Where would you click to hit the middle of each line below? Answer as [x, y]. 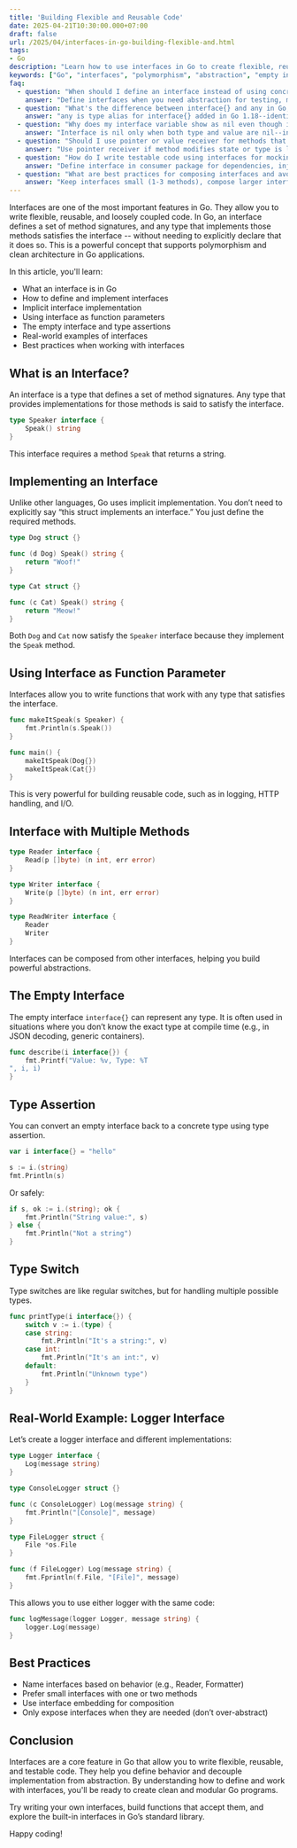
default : [41, 1366]
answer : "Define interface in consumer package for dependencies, [150, 166]
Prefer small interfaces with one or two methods [110, 1694]
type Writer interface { [55, 884]
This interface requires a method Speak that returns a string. [118, 454]
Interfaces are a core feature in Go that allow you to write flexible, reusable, [146, 1762]
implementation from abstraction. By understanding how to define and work [147, 1781]
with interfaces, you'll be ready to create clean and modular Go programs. [144, 1790]
